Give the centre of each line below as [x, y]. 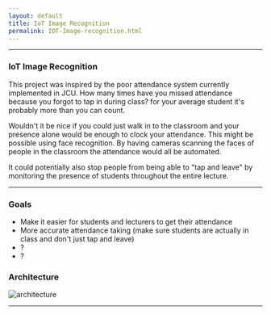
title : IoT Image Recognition [59, 23]
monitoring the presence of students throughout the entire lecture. [119, 175]
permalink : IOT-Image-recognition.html [75, 31]
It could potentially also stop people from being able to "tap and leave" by [131, 167]
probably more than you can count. [67, 110]
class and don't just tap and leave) [77, 238]
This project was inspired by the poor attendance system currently [119, 84]
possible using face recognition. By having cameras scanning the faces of [131, 143]
